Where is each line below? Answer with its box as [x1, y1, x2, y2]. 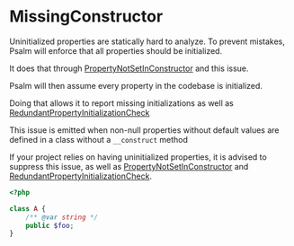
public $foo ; [25, 221, 75, 230]
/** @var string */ [25, 213, 99, 222]
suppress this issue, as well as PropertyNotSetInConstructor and [9, 161, 249, 171]
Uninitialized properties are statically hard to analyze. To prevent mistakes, [9, 36, 286, 47]
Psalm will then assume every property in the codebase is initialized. [9, 80, 263, 91]
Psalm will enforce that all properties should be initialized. [9, 45, 223, 56]
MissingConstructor [9, 6, 164, 27]
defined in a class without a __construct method [9, 134, 189, 145]
